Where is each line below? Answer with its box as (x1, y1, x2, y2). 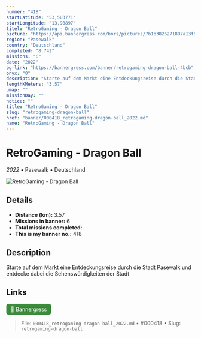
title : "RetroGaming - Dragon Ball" (6, 103, 98, 110)
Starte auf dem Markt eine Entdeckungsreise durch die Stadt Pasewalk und (6, 264, 191, 271)
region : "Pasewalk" (6, 37, 55, 43)
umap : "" (6, 87, 28, 93)
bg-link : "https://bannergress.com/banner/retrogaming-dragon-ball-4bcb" (6, 64, 194, 71)
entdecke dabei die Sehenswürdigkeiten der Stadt (6, 270, 130, 277)
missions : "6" (6, 53, 42, 59)
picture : (6, 31, 28, 37)
